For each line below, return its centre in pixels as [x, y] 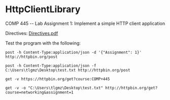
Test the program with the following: [43, 43]
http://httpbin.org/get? [131, 88]
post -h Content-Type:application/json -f [51, 65]
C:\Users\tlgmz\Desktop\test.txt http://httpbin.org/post [68, 70]
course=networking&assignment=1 [39, 92]
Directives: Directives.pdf [32, 33]
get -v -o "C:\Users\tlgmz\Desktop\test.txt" [54, 88]
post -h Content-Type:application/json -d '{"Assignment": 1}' [74, 52]
